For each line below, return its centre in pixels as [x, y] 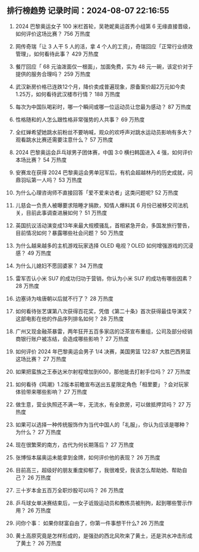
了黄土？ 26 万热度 [38, 543]
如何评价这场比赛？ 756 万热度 [53, 33]
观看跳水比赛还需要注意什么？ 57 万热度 [64, 140]
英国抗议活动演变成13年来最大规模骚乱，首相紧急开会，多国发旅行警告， [104, 225]
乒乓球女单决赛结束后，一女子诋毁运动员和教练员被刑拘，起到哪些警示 [101, 502]
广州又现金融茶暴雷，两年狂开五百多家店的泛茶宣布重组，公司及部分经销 [104, 331]
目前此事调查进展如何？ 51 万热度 [67, 212]
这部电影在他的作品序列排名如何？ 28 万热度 [70, 319]
